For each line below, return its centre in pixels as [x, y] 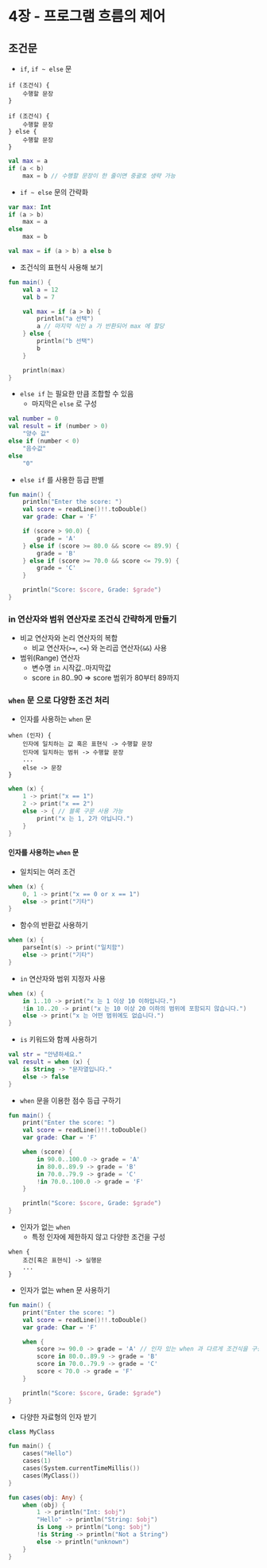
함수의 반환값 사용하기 [54, 925]
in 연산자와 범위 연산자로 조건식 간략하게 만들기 [93, 619]
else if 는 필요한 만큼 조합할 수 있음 [77, 394]
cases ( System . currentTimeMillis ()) [81, 1469]
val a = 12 [41, 290]
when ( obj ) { [44, 1505]
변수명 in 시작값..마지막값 [71, 668]
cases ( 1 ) [37, 1461]
